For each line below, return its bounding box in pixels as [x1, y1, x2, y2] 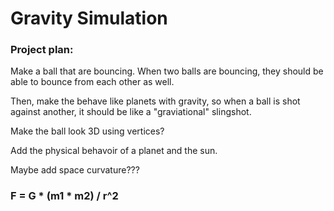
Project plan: [10, 43, 74, 57]
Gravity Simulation [10, 7, 168, 30]
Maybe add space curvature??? [10, 164, 140, 176]
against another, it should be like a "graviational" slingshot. [10, 106, 252, 118]
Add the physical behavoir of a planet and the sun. [10, 145, 218, 157]
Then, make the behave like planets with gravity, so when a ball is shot [10, 95, 301, 107]
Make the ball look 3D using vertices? [10, 125, 165, 137]
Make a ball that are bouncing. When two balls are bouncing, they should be [10, 65, 324, 77]
